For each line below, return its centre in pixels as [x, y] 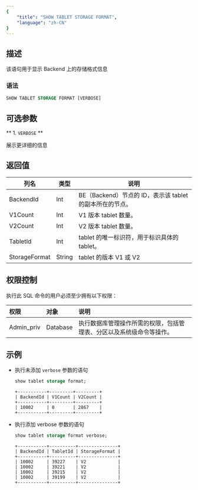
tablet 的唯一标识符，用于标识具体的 [128, 237]
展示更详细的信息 [27, 145]
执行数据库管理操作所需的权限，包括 [129, 323]
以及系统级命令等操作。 [141, 332]
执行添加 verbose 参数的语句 [49, 424]
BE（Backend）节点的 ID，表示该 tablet [133, 195]
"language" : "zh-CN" [42, 22]
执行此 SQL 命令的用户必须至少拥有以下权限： [62, 295]
